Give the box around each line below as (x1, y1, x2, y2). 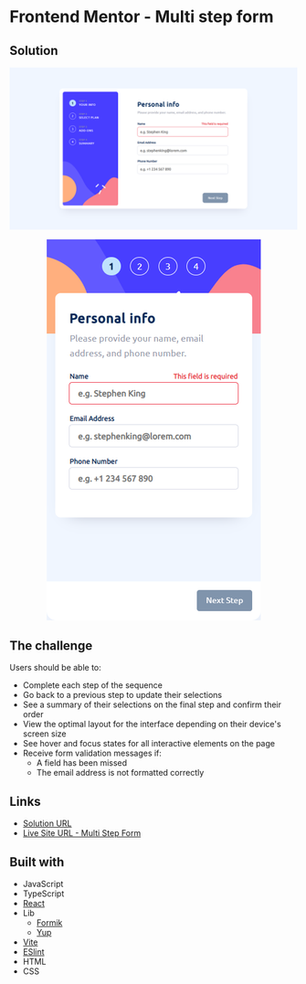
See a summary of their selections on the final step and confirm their (22, 699, 281, 710)
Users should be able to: (9, 662, 102, 673)
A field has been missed (36, 757, 128, 768)
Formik (36, 916, 63, 928)
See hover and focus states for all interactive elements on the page (22, 738, 276, 749)
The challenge (9, 638, 93, 653)
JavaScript (22, 878, 64, 889)
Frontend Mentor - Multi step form (9, 6, 274, 27)
